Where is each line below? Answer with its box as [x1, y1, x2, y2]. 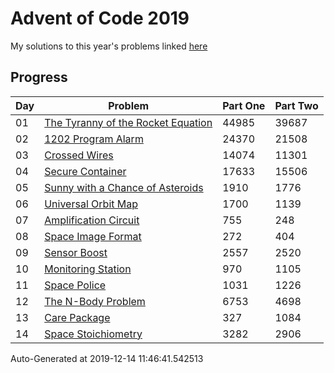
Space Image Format [44, 229, 142, 243]
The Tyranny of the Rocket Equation [44, 115, 213, 129]
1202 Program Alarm [44, 132, 144, 146]
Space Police [44, 278, 107, 292]
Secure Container [44, 164, 127, 178]
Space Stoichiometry [44, 327, 143, 341]
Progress [10, 69, 68, 86]
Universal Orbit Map [44, 197, 139, 211]
